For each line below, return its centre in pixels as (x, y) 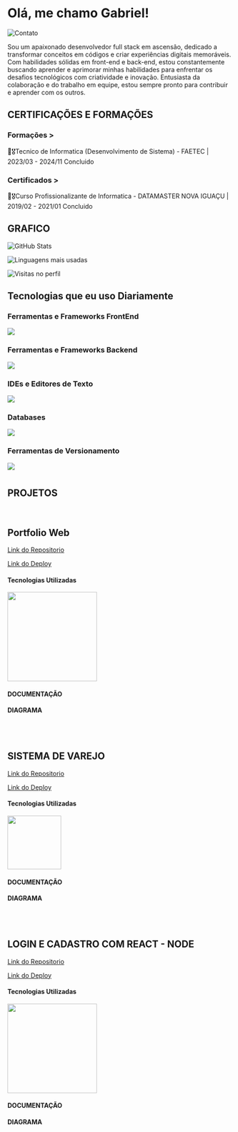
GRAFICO (29, 229)
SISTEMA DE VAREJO (56, 756)
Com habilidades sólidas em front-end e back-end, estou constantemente (116, 61)
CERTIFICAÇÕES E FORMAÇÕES (80, 115)
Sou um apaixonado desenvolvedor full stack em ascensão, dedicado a (113, 46)
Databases (26, 417)
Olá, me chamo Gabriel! (78, 13)
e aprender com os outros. (46, 92)
